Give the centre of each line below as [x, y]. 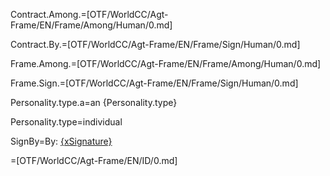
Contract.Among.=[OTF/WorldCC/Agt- [89, 14]
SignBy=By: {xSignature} [61, 141]
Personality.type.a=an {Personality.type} [94, 102]
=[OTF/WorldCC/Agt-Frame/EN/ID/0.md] [94, 160]
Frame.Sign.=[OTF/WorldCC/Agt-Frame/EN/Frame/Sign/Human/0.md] [154, 83]
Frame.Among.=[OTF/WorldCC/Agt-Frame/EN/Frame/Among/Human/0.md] [166, 63]
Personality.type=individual [66, 122]
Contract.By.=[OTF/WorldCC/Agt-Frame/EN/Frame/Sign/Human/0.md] [155, 44]
